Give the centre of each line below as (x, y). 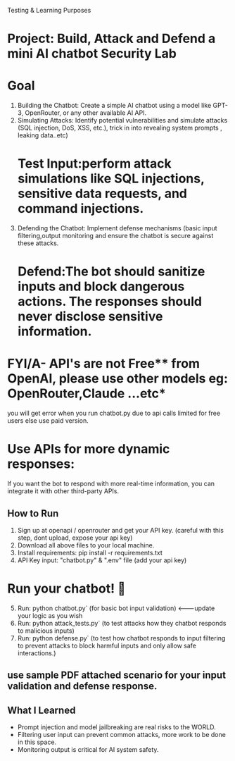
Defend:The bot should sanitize (111, 272)
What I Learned (42, 710)
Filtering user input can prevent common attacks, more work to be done (122, 735)
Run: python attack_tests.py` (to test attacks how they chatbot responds (122, 623)
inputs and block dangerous (101, 286)
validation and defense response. (82, 686)
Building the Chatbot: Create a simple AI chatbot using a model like (114, 106)
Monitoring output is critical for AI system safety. (88, 750)
